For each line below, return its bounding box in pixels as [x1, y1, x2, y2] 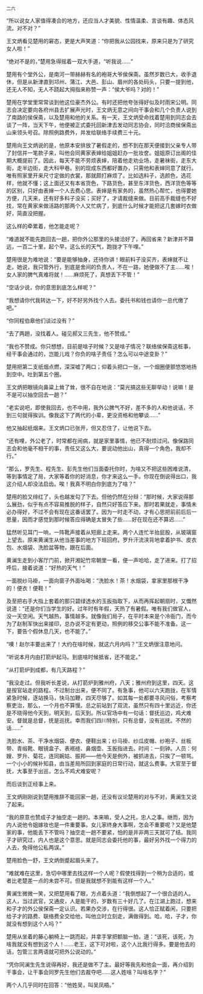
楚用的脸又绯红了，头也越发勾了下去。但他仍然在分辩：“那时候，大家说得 [6, 493, 189, 500]
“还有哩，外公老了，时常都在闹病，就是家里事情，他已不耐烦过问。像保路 [6, 437, 189, 444]
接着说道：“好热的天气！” [22, 564, 86, 571]
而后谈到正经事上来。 [6, 781, 59, 787]
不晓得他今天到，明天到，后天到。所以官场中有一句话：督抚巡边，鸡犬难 [11, 709, 192, 716]
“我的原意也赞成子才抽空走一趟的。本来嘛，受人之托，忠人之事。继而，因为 [6, 814, 195, 820]
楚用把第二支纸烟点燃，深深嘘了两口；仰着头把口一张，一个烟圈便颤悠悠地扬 [6, 363, 197, 370]
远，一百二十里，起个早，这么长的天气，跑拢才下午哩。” [6, 243, 144, 250]
